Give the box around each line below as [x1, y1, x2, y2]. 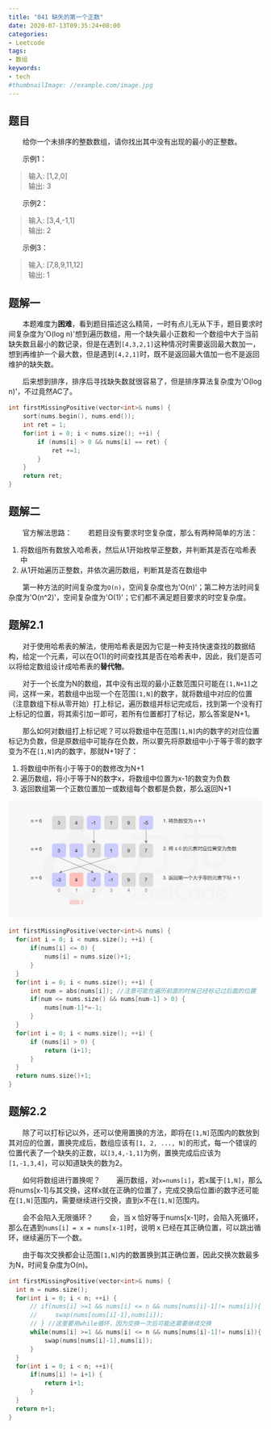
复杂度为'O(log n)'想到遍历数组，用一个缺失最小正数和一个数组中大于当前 [15, 329, 259, 339]
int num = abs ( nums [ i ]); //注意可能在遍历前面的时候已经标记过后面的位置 [29, 987, 256, 995]
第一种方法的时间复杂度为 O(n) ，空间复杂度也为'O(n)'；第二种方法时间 [22, 582, 254, 592]
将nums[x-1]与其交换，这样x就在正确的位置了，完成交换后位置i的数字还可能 [8, 1185, 260, 1195]
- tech [8, 73, 31, 81]
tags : [8, 47, 27, 56]
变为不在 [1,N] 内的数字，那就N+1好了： [8, 746, 139, 756]
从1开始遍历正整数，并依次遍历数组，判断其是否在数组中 [19, 565, 207, 575]
